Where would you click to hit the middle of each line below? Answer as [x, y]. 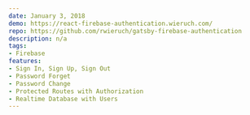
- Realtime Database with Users [63, 99]
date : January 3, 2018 [47, 16]
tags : [18, 46]
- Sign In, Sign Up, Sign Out [60, 69]
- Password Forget [39, 76]
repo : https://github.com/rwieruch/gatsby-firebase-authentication [125, 31]
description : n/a [38, 38]
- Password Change [39, 83]
